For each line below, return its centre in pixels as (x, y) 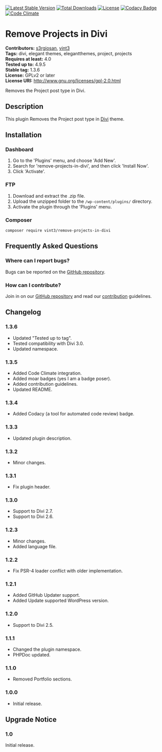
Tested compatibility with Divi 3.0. (48, 343)
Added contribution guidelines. (45, 384)
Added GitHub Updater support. (46, 595)
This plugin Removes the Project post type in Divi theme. (65, 119)
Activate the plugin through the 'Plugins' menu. (62, 206)
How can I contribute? (33, 285)
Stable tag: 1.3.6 (22, 69)
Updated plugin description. (42, 438)
